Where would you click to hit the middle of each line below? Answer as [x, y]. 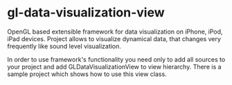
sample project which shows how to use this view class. [87, 74]
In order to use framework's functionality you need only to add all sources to [116, 59]
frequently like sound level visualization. [64, 46]
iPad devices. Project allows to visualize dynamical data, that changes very [114, 38]
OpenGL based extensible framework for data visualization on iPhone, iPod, [115, 32]
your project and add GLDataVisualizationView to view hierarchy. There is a [114, 66]
